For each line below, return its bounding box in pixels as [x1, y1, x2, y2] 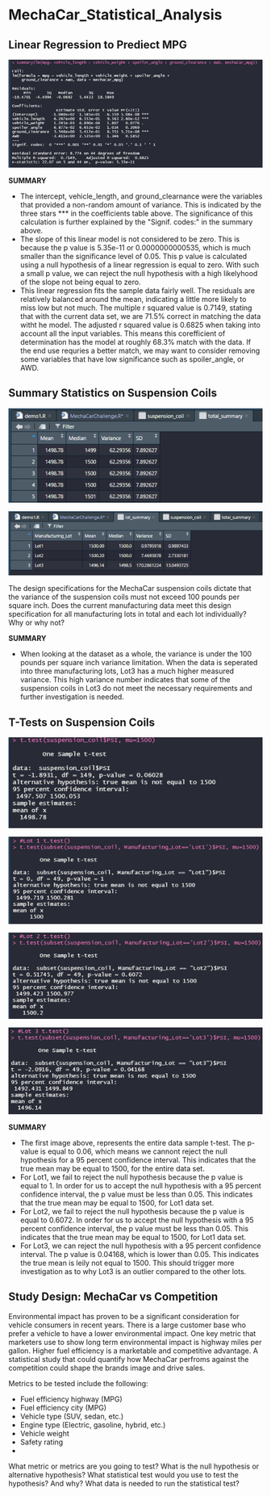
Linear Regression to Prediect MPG [8, 38, 187, 52]
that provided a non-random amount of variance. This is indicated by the [19, 199, 262, 209]
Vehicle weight [19, 1428, 70, 1438]
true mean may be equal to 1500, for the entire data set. [19, 1164, 206, 1173]
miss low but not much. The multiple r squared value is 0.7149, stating [19, 303, 252, 312]
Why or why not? [8, 618, 65, 627]
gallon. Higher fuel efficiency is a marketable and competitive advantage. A [8, 1346, 258, 1356]
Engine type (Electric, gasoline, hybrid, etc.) [19, 1419, 166, 1430]
